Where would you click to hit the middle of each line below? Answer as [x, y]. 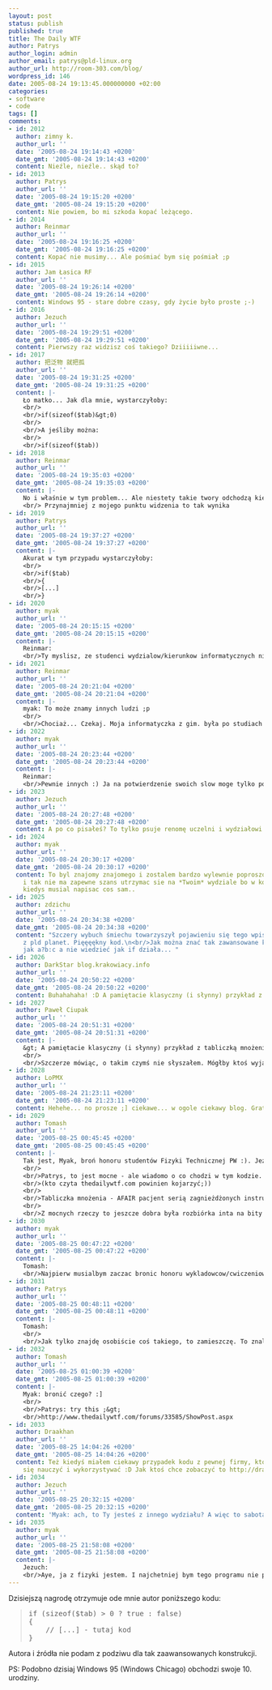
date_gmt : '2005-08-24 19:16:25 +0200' [83, 250]
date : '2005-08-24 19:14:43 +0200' [76, 152]
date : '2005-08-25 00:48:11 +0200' [76, 1304]
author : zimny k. [45, 136]
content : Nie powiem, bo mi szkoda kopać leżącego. [105, 211]
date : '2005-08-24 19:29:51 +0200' [76, 332]
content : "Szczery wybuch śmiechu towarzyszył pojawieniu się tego [132, 935]
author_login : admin [43, 53]
